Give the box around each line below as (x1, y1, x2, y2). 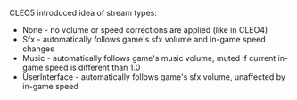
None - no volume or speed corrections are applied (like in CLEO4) (21, 25, 268, 35)
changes (21, 43, 55, 54)
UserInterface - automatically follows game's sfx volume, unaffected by (21, 72, 285, 82)
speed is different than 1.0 (45, 62, 141, 73)
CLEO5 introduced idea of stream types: (9, 8, 158, 18)
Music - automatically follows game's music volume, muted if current (21, 53, 276, 63)
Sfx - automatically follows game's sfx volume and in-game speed (21, 35, 266, 44)
